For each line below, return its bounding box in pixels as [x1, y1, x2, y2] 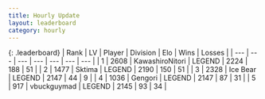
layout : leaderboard [8, 19, 77, 27]
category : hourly [8, 26, 66, 34]
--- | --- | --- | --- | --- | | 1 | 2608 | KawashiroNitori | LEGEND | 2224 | [17, 56, 248, 66]
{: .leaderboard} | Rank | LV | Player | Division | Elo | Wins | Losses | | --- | [8, 48, 249, 58]
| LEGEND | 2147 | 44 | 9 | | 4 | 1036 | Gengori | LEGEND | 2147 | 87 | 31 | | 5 [8, 73, 256, 83]
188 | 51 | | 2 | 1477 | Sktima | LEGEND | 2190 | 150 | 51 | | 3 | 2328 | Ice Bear [8, 65, 257, 74]
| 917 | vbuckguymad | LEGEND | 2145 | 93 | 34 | [8, 82, 167, 91]
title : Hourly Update [8, 11, 80, 20]
